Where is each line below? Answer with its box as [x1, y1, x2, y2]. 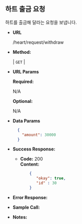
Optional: [12, 98, 33, 104]
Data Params [12, 118, 40, 124]
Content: [20, 161, 39, 167]
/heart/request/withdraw [12, 39, 64, 45]
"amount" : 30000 [22, 132, 56, 137]
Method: [12, 49, 31, 55]
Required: [12, 78, 34, 85]
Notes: [12, 214, 27, 220]
